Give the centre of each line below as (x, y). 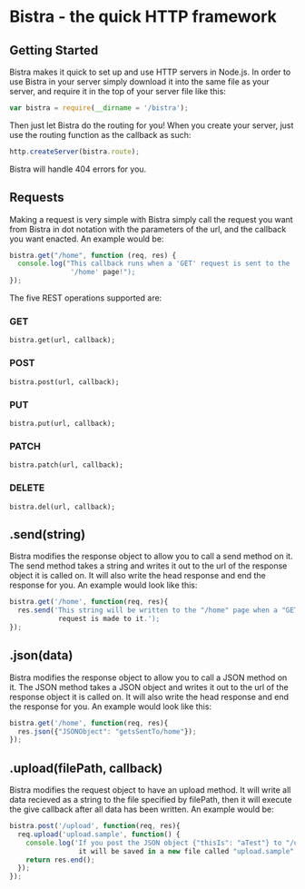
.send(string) (48, 534)
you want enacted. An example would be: (87, 239)
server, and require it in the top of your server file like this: (118, 91)
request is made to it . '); (109, 619)
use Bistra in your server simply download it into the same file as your (139, 82)
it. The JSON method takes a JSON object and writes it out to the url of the (149, 687)
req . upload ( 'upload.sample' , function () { (99, 834)
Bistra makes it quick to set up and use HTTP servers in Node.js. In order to (150, 72)
